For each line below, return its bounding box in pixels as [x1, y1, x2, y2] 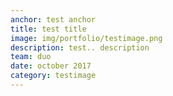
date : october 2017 [10, 61, 92, 71]
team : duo [10, 52, 52, 62]
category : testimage [10, 71, 97, 81]
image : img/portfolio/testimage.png [10, 33, 163, 43]
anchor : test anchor [10, 14, 97, 25]
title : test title [10, 24, 87, 34]
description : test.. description [10, 42, 150, 53]
